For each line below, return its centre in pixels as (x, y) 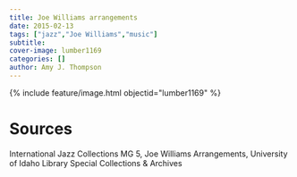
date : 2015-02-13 (42, 26)
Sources (41, 129)
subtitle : (28, 42)
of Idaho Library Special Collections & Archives (96, 163)
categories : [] (38, 59)
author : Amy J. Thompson (55, 68)
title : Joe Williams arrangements (74, 17)
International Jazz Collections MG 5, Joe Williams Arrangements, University (148, 154)
